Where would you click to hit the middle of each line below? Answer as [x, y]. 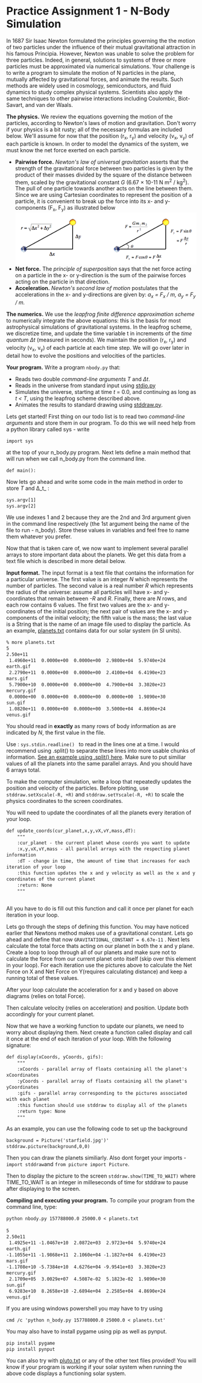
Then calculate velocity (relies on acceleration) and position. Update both [97, 1008]
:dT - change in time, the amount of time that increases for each [103, 861]
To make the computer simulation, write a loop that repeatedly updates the [99, 781]
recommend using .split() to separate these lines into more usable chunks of [101, 750]
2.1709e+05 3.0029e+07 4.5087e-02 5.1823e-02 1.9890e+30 [87, 1279]
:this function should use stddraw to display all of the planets [102, 1105]
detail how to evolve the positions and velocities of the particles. [86, 355]
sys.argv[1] [21, 500]
